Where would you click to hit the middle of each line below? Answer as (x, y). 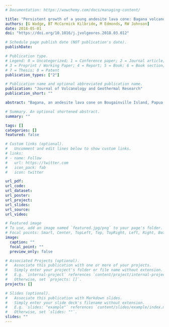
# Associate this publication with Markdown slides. (64, 298)
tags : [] (14, 125)
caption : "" (22, 242)
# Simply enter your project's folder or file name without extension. (84, 270)
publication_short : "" (29, 94)
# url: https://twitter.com (37, 163)
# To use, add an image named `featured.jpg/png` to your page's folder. (84, 228)
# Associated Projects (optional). (43, 261)
